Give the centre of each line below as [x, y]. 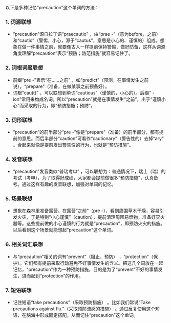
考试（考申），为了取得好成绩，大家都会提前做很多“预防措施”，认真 [83, 178]
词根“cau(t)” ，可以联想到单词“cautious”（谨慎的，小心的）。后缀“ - [83, 93]
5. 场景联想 [19, 199]
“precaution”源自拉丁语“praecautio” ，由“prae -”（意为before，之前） [87, 34]
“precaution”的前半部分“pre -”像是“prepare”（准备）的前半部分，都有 [86, 132]
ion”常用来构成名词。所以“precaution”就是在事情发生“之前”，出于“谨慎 [87, 99]
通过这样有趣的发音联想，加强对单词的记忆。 [69, 184]
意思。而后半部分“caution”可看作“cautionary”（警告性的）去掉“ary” [93, 138]
